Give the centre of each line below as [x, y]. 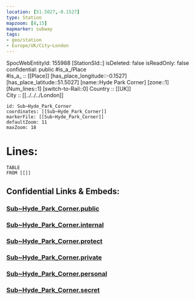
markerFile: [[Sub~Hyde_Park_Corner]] [55, 117]
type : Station [24, 18]
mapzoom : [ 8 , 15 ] [27, 23]
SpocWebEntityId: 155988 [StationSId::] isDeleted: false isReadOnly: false [98, 63]
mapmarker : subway [29, 29]
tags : [13, 35]
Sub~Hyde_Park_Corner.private [54, 257]
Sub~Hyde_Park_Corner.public [53, 208]
